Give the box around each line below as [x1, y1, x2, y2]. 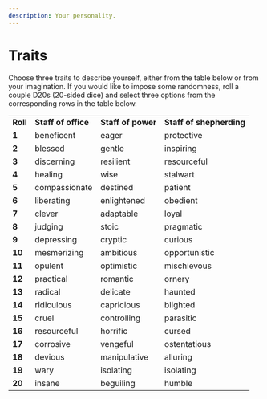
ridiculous [34, 299, 72, 310]
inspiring [164, 142, 198, 153]
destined [99, 181, 134, 193]
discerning [34, 156, 75, 167]
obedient [164, 194, 198, 206]
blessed [34, 142, 65, 153]
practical [34, 273, 68, 284]
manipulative [99, 351, 149, 362]
